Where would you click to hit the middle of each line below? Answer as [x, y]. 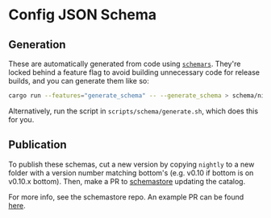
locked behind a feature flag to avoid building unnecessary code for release [134, 72]
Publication [38, 145]
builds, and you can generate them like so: [79, 81]
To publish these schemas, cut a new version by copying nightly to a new [131, 164]
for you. [21, 119]
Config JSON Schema [83, 15]
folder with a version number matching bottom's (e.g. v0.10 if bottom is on [131, 173]
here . [17, 205]
